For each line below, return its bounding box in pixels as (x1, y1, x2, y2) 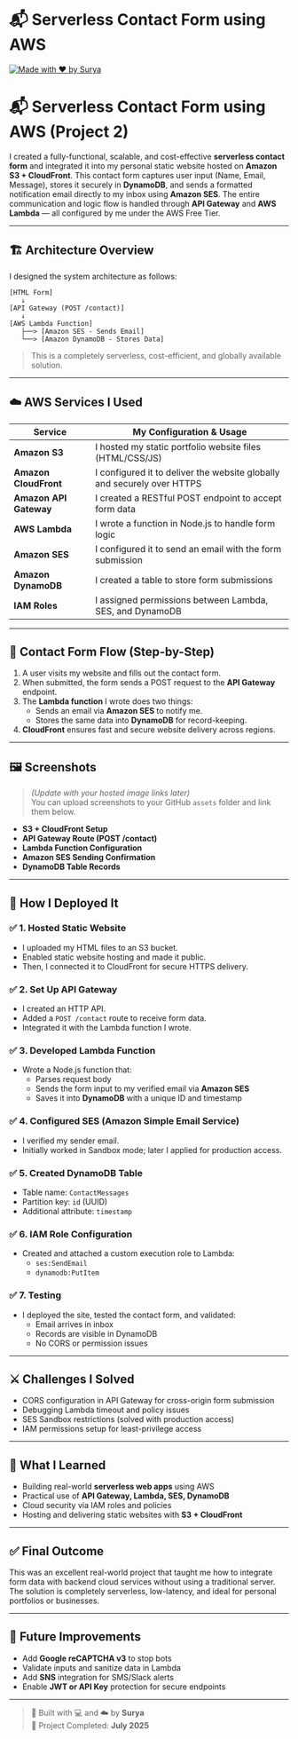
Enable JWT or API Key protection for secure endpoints (21, 1681, 226, 1692)
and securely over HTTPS (94, 477, 202, 489)
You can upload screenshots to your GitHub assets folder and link (30, 797, 271, 808)
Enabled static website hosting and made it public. (21, 952, 207, 962)
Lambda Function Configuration (21, 842, 143, 853)
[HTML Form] (9, 288, 53, 296)
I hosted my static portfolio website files (94, 440, 262, 453)
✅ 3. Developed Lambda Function (9, 1045, 156, 1057)
